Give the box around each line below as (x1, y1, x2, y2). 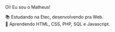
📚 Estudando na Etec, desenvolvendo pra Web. (5, 14, 104, 20)
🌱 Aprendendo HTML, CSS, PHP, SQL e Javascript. (5, 21, 110, 27)
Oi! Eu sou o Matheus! (5, 4, 51, 10)
